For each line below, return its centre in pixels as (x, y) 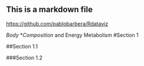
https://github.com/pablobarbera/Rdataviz (57, 23)
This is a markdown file (49, 10)
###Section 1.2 (24, 57)
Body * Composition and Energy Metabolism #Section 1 (73, 35)
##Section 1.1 (22, 46)
